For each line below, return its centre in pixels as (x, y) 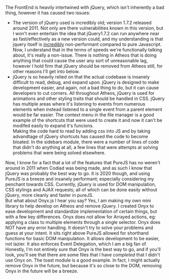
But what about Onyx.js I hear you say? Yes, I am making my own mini (78, 200)
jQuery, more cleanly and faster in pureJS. (49, 195)
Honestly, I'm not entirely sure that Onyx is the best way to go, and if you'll (83, 249)
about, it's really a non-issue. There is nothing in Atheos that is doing (84, 55)
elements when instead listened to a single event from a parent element (87, 109)
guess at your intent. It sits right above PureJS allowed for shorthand (77, 233)
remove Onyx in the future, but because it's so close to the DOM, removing (83, 265)
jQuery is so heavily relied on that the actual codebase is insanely (81, 77)
